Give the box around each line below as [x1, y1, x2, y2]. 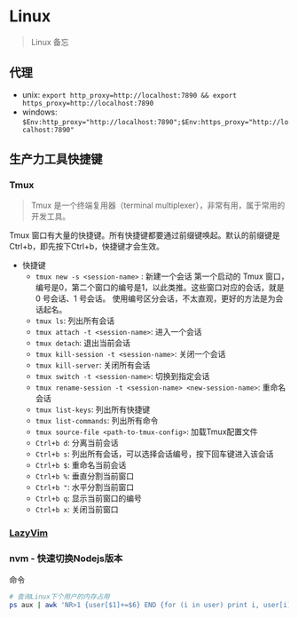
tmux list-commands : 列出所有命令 [35, 416, 159, 426]
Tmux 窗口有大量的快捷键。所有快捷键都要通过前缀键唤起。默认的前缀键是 [9, 230, 281, 241]
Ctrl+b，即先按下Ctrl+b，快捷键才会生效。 [9, 242, 165, 252]
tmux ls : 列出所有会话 [35, 315, 115, 326]
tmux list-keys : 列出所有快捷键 [35, 404, 151, 415]
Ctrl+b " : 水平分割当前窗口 [35, 482, 135, 493]
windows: [21, 107, 58, 117]
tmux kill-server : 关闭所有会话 [35, 360, 151, 370]
